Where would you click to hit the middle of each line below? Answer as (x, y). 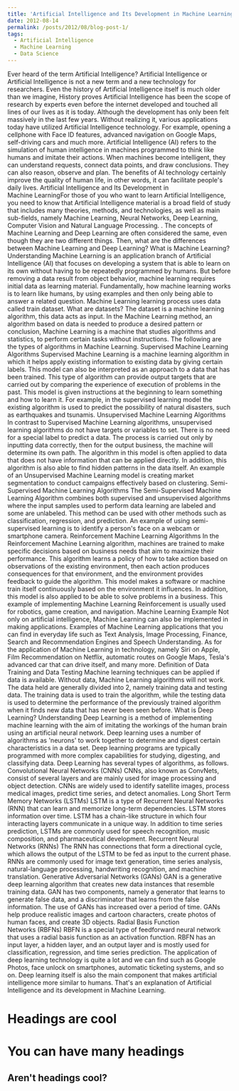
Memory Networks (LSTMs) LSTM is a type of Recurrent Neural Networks (116, 801)
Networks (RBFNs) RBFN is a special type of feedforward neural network (114, 929)
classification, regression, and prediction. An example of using (99, 520)
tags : (15, 34)
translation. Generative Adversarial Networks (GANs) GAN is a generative (115, 877)
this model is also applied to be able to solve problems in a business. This (115, 596)
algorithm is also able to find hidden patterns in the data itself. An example (116, 467)
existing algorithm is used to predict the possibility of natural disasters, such (119, 407)
